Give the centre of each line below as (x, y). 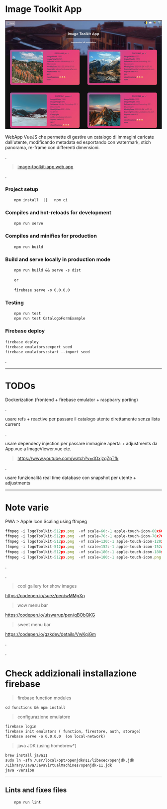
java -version (20, 770)
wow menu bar (33, 605)
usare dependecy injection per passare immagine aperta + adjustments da (81, 443)
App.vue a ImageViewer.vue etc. (38, 449)
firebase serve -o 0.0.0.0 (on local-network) (55, 736)
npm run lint (28, 802)
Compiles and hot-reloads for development (58, 213)
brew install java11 (27, 755)
